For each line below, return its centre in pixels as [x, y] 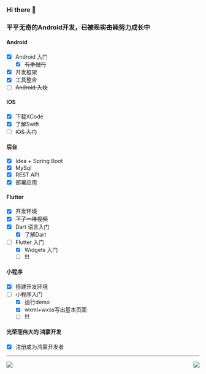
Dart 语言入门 [32, 227]
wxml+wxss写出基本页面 [55, 310]
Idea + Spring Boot [39, 161]
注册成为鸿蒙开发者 [40, 346]
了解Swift [27, 124]
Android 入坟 [31, 88]
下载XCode [29, 116]
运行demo [37, 302]
